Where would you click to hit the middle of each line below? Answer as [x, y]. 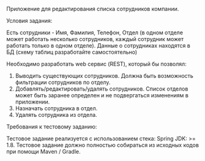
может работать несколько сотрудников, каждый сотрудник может [95, 39]
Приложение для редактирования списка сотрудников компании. [93, 9]
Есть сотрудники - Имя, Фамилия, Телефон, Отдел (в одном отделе [95, 32]
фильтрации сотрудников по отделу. [63, 82]
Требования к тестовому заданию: [52, 127]
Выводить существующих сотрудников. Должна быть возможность [104, 76]
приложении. [32, 102]
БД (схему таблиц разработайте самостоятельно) [72, 52]
